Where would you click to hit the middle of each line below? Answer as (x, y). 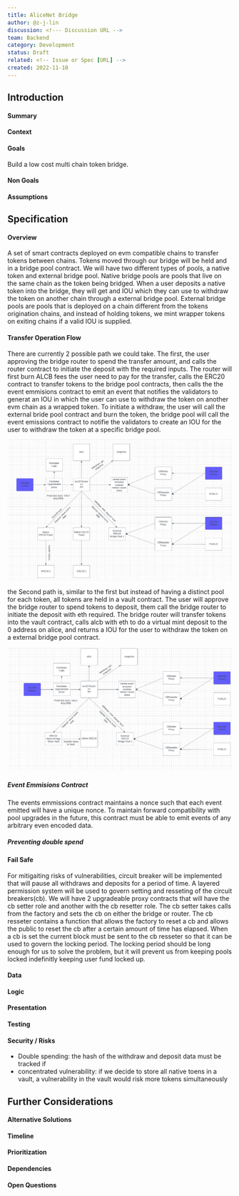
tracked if (32, 1064)
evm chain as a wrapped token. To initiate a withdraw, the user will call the (117, 407)
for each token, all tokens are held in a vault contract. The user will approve (118, 599)
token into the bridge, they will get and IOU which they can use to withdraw (118, 291)
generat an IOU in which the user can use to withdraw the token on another (118, 399)
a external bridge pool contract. (54, 637)
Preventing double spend (46, 842)
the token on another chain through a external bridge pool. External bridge (117, 299)
